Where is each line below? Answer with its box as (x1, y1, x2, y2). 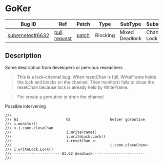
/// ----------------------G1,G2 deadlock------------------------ (5, 151, 145, 156)
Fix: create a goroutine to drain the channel (17, 94, 104, 100)
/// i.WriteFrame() (5, 130, 97, 135)
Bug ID (20, 21, 37, 27)
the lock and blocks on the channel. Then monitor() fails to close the (17, 79, 155, 85)
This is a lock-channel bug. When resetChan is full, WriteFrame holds (17, 74, 156, 80)
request (54, 35, 72, 41)
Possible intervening (5, 103, 46, 109)
